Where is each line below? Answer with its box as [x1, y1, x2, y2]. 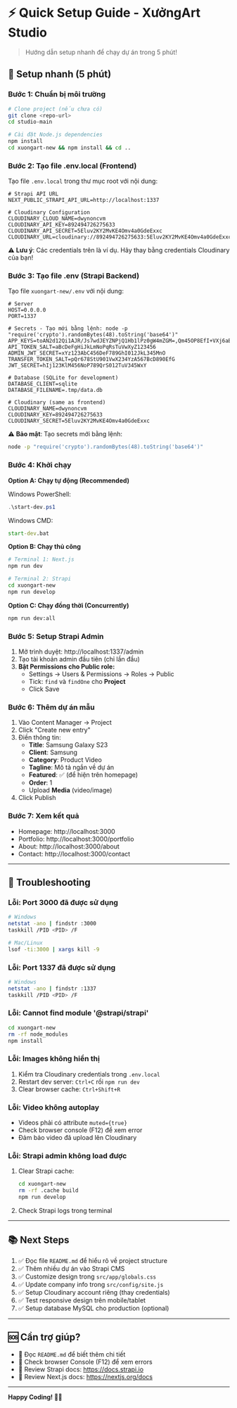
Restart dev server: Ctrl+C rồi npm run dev [18, 1077, 140, 1086]
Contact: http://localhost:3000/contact [18, 849, 131, 858]
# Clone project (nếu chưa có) [8, 106, 103, 113]
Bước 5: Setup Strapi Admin [8, 631, 104, 641]
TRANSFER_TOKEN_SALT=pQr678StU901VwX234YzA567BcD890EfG [8, 356, 175, 363]
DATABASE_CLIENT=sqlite [8, 381, 78, 388]
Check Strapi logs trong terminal [18, 1206, 113, 1214]
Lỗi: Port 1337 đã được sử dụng [8, 963, 116, 972]
